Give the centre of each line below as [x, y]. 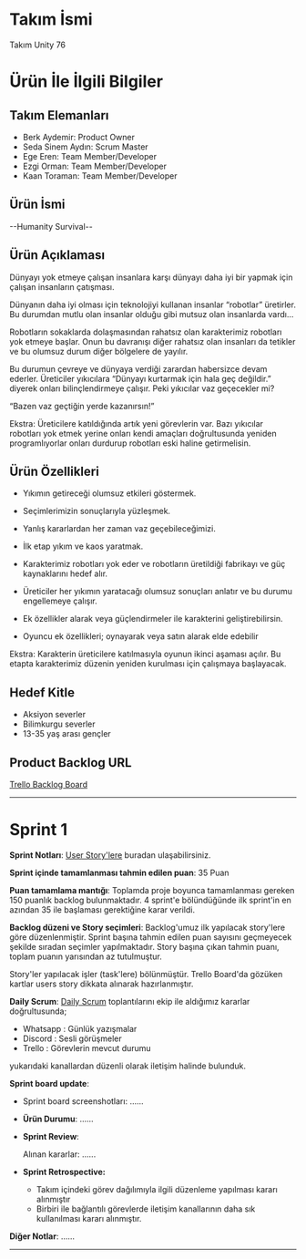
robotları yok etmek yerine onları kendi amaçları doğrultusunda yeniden [143, 433]
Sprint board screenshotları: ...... [83, 1101]
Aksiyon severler [54, 715]
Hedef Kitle [42, 692]
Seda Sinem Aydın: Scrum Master [85, 147]
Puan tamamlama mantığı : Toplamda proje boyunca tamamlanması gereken [152, 890]
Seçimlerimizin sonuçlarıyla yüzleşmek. [97, 511]
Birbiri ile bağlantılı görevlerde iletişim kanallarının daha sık [146, 1209]
